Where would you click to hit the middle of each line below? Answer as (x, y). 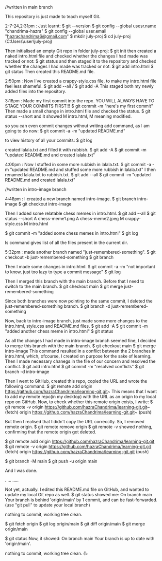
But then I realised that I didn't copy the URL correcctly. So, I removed (75, 421)
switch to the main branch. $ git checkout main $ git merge (64, 286)
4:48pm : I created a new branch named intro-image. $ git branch (71, 199)
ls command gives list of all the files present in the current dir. (67, 243)
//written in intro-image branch (36, 189)
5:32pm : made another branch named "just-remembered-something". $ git (81, 252)
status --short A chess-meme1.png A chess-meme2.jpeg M (65, 218)
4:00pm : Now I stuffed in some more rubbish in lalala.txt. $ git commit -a (78, 164)
